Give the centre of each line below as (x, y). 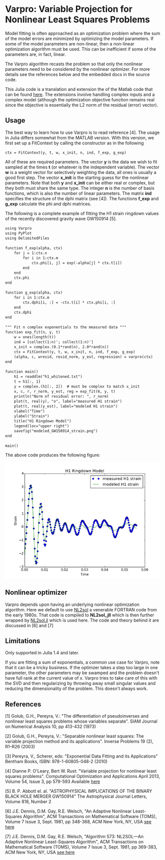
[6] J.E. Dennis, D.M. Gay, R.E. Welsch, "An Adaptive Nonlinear (68, 811)
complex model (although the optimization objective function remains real (80, 99)
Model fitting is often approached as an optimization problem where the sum (83, 33)
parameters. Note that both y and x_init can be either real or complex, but (80, 183)
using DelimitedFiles (27, 238)
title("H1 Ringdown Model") (43, 421)
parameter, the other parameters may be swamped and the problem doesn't (82, 673)
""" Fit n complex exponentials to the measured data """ (66, 327)
